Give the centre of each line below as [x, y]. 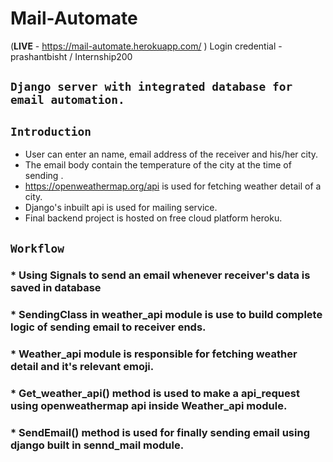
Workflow [37, 248]
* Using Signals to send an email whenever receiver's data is [160, 275]
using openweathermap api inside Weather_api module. [149, 406]
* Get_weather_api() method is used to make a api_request [155, 394]
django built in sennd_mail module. [97, 445]
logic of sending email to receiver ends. [108, 327]
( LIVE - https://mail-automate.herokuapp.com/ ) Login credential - [146, 46]
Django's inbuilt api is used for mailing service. [121, 208]
